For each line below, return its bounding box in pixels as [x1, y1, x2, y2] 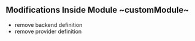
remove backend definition [14, 21, 83, 28]
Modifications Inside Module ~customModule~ [6, 5, 189, 15]
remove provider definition [14, 28, 82, 35]
